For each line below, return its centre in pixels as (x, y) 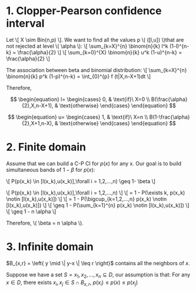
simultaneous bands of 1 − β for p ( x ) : (51, 170)
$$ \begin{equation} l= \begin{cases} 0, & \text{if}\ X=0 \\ (80, 99)
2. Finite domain (46, 147)
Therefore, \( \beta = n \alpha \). (45, 223)
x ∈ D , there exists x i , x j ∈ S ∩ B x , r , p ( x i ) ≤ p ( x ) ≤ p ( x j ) (72, 283)
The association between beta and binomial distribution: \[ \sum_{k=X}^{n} (97, 70)
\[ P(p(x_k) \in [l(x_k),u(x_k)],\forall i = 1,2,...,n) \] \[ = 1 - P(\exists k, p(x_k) (96, 193)
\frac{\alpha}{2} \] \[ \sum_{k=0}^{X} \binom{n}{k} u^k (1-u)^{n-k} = (100, 52)
